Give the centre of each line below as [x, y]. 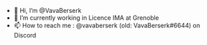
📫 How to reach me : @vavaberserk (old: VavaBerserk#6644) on [107, 25]
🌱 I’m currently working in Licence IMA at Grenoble [86, 18]
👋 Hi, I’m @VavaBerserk [47, 11]
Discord [25, 35]
